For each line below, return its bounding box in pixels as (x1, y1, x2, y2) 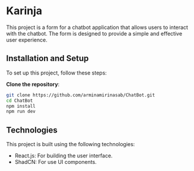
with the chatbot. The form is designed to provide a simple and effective (6, 30, 183, 37)
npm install (6, 103, 36, 109)
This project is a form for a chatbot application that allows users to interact (6, 24, 189, 31)
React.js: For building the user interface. (14, 152, 113, 159)
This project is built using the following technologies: (6, 141, 135, 148)
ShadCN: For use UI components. (14, 159, 97, 166)
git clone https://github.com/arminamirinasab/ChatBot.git (6, 92, 155, 98)
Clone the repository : (6, 80, 60, 88)
